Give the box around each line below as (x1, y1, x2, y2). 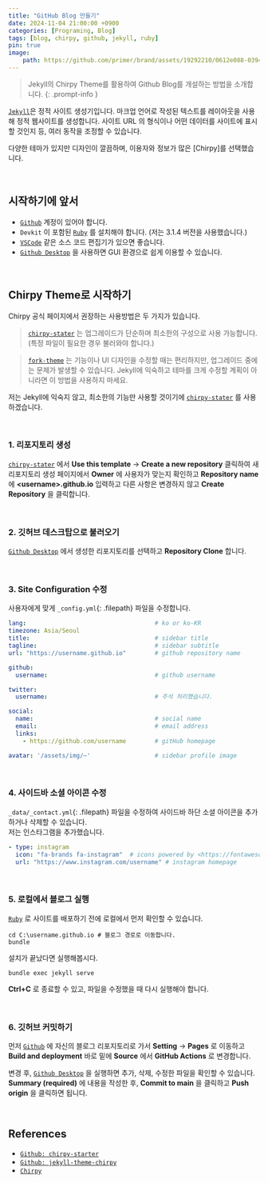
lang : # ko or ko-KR (8, 619, 202, 628)
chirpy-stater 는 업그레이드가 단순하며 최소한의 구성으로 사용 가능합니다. (27, 328, 258, 338)
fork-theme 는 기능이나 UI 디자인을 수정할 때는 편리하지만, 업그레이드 (27, 355, 243, 365)
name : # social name (15, 715, 202, 723)
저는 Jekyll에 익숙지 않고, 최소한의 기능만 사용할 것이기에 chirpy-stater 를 (8, 392, 242, 402)
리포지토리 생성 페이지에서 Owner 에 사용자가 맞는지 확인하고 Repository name (8, 469, 259, 478)
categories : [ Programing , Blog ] (8, 26, 116, 34)
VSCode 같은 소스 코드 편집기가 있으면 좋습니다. (19, 237, 165, 246)
